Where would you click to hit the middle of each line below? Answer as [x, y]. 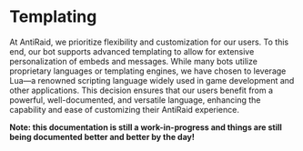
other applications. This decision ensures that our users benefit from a [141, 90]
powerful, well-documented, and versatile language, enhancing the [135, 100]
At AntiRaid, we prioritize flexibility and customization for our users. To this [149, 42]
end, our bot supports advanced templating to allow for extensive [132, 51]
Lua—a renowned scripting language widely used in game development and [152, 80]
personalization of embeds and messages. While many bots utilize [133, 61]
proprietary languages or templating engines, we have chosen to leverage [148, 71]
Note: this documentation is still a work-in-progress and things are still [146, 127]
